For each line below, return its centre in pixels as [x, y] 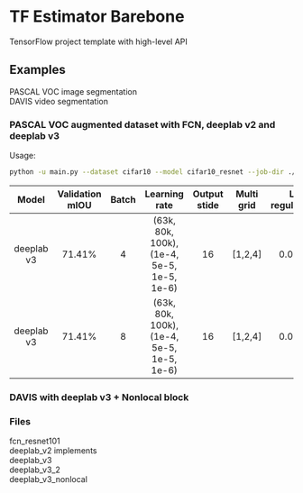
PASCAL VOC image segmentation [73, 91]
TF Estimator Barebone [97, 17]
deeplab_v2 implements [53, 451]
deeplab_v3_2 [35, 470]
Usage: [23, 156]
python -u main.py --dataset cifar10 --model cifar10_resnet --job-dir [147, 172]
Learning [165, 194]
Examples [37, 70]
